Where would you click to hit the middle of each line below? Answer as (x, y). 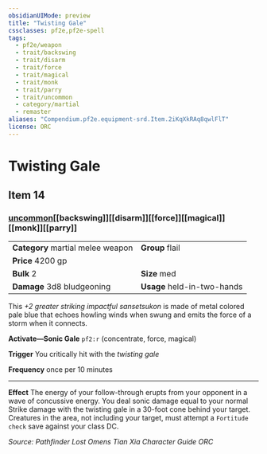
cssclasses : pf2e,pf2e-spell (56, 30)
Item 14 (27, 196)
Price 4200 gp (40, 260)
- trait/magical (42, 75)
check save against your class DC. (64, 426)
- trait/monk (37, 82)
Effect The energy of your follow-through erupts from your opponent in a (128, 392)
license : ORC (30, 127)
